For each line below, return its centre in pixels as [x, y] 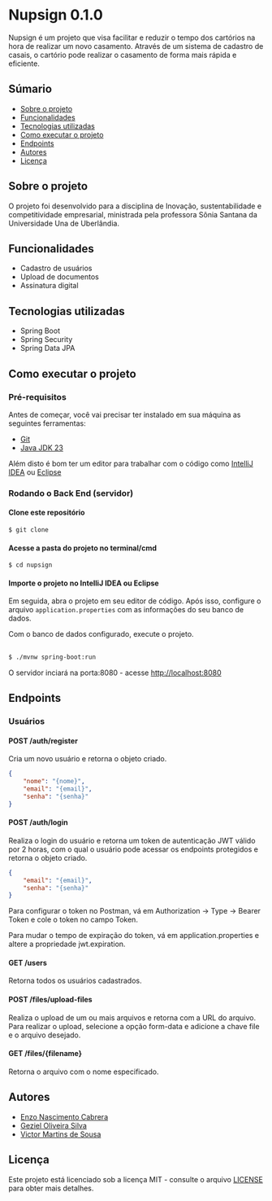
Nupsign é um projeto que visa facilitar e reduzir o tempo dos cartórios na [132, 37]
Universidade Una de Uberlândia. [64, 223]
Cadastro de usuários [56, 268]
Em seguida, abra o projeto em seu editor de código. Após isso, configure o [135, 601]
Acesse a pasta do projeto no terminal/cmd [82, 548]
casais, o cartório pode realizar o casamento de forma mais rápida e [123, 55]
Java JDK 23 [41, 447]
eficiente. [24, 64]
